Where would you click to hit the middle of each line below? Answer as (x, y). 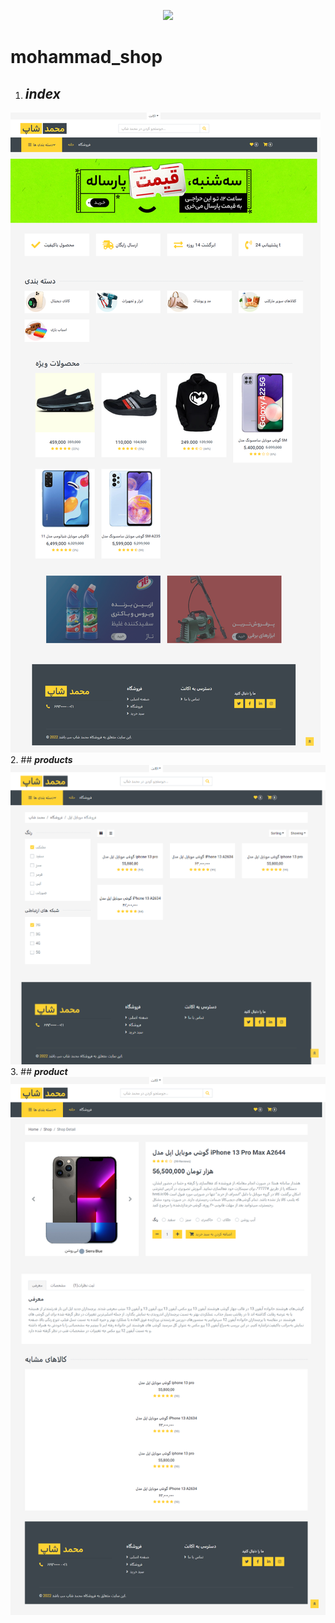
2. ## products (41, 759)
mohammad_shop (86, 57)
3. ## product (39, 1072)
